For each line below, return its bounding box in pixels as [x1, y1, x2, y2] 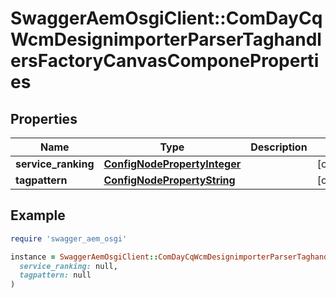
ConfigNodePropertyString [103, 173, 236, 187]
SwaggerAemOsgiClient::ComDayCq [10, 7, 323, 30]
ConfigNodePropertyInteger [103, 157, 242, 171]
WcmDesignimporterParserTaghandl [10, 28, 322, 51]
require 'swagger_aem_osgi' [10, 233, 128, 244]
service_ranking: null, [19, 261, 118, 271]
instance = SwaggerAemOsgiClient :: [10, 252, 159, 262]
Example [10, 207, 66, 224]
